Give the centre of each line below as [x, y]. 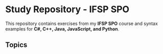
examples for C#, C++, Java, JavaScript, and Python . [62, 29]
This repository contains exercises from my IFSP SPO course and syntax [82, 23]
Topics [16, 45]
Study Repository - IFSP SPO [67, 9]
